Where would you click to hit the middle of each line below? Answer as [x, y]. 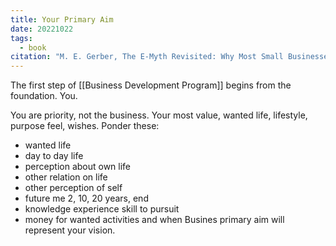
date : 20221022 [42, 29]
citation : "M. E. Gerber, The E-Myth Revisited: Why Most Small [147, 57]
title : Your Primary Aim [62, 19]
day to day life [54, 156]
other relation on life [66, 177]
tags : [21, 38]
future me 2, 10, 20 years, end [86, 198]
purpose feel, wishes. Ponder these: [85, 126]
